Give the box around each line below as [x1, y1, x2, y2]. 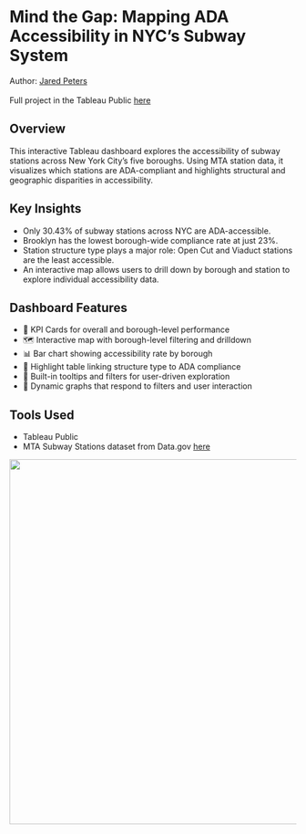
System [9, 46, 69, 66]
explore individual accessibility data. [22, 274, 159, 285]
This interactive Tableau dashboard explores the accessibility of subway [9, 145, 280, 156]
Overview [9, 121, 66, 137]
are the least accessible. [22, 254, 115, 266]
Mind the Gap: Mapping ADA [9, 6, 229, 27]
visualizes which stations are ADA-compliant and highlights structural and [9, 164, 286, 175]
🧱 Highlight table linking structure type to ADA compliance [22, 361, 241, 372]
